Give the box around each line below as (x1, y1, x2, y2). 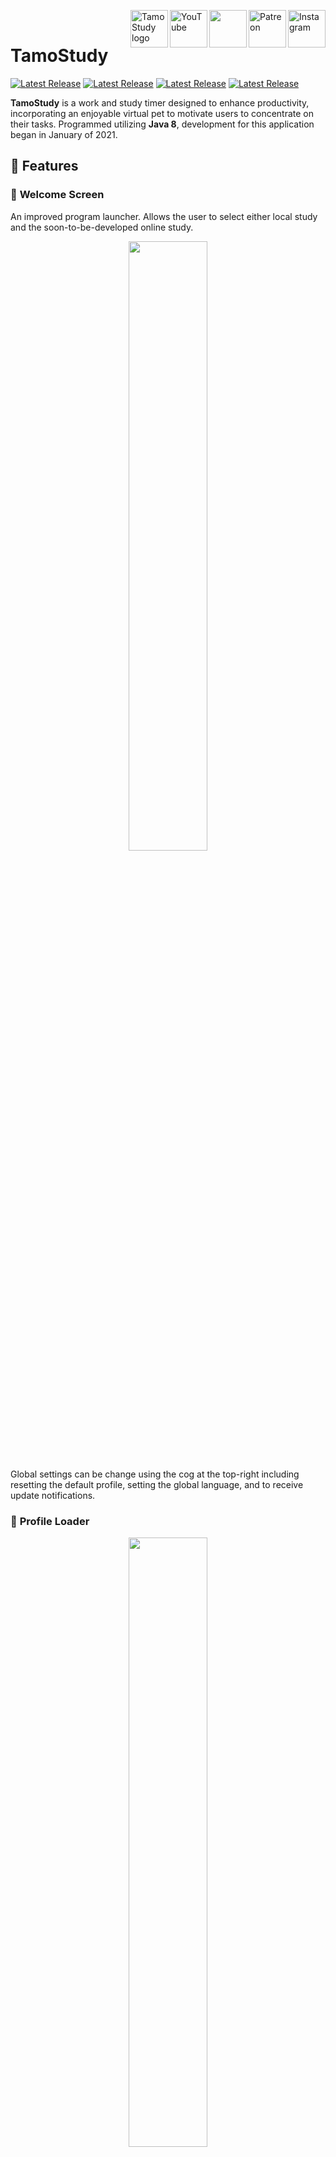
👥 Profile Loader (10, 1514, 90, 1528)
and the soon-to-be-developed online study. (10, 221, 194, 233)
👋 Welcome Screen (10, 188, 105, 202)
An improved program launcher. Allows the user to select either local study (10, 210, 318, 222)
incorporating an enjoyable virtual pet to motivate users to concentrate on (10, 107, 315, 119)
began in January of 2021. (10, 128, 118, 140)
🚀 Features (10, 158, 79, 175)
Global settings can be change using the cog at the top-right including (10, 1468, 300, 1480)
